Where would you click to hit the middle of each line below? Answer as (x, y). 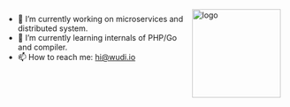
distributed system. (53, 28)
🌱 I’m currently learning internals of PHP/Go (97, 38)
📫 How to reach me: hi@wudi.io (76, 57)
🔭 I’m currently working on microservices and (100, 19)
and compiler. (42, 47)
